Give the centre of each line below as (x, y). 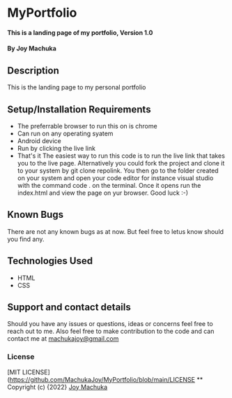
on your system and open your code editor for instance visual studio (115, 178)
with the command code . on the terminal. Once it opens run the (109, 185)
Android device (39, 141)
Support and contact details (69, 308)
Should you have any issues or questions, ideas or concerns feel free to (110, 324)
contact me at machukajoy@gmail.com (63, 339)
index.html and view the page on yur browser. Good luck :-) (103, 193)
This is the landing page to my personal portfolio (77, 87)
